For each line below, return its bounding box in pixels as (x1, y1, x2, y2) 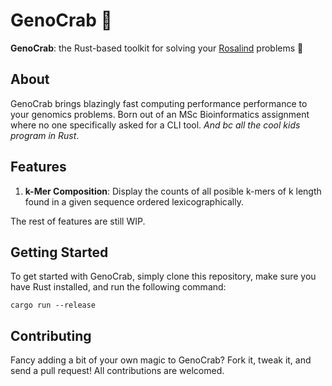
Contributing (10, 327, 92, 344)
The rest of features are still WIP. (10, 215, 146, 227)
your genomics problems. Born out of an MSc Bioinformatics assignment (10, 108, 310, 120)
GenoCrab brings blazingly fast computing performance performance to (10, 97, 308, 109)
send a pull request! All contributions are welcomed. (10, 365, 225, 377)
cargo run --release (10, 300, 97, 311)
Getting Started (10, 244, 109, 261)
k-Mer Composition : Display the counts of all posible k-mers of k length (24, 185, 322, 197)
